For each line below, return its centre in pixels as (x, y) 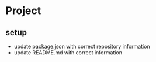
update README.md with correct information (68, 53)
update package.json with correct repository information (82, 46)
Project (23, 11)
